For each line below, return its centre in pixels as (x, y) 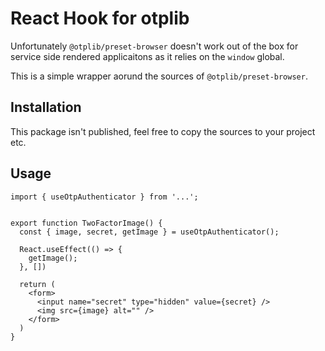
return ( (37, 284)
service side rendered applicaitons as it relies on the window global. (147, 56)
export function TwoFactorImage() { (86, 223)
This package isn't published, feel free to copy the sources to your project (163, 131)
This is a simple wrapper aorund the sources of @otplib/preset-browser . (159, 76)
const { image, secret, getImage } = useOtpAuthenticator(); (149, 232)
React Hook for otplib (100, 18)
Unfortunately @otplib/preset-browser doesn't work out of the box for (154, 46)
